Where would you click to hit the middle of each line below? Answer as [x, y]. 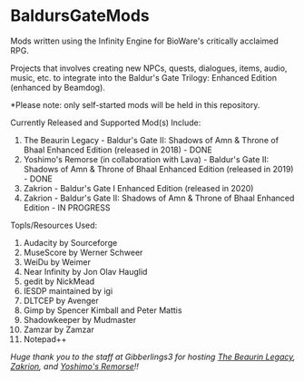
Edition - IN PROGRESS [67, 207]
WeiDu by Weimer [57, 262]
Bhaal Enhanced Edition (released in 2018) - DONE [118, 150]
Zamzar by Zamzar [59, 329]
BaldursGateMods [80, 16]
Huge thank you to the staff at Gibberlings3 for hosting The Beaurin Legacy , [153, 357]
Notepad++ [45, 339]
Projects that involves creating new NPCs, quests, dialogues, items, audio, [149, 68]
